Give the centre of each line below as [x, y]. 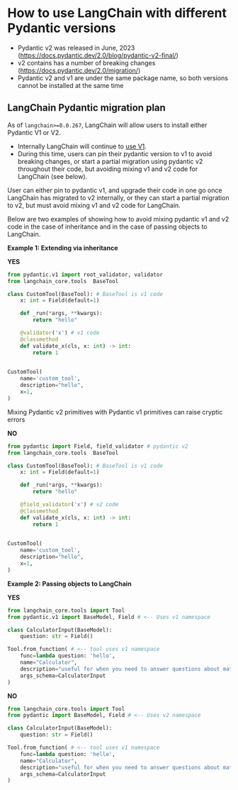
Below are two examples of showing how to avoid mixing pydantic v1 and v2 [118, 219]
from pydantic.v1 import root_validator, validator [85, 275]
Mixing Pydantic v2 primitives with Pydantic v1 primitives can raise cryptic [115, 412]
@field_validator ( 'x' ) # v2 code [69, 505]
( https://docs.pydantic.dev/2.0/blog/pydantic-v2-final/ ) [98, 55]
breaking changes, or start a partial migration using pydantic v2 [110, 161]
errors [16, 419]
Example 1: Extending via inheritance [63, 248]
